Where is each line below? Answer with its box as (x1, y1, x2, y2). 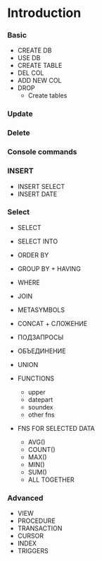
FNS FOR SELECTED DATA (17, 424, 95, 432)
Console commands (7, 147, 77, 157)
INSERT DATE (17, 190, 58, 198)
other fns (27, 410, 55, 419)
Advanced (7, 493, 44, 503)
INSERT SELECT (17, 182, 65, 190)
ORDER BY (17, 250, 49, 259)
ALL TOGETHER (27, 475, 75, 484)
